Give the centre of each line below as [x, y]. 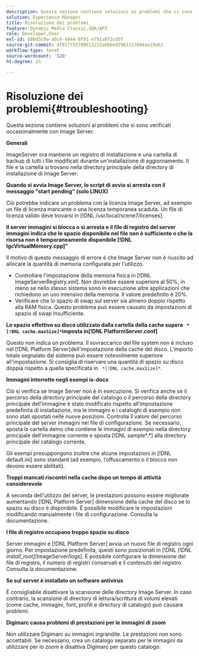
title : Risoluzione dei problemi [48, 23]
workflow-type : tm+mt [33, 51]
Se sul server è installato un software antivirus [65, 580]
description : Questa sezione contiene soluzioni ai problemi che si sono [99, 12]
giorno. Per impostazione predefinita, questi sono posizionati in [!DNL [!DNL [99, 550]
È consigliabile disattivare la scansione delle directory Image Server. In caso [99, 592]
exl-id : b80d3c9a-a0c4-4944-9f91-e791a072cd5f [65, 39]
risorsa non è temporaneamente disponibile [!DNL [69, 240]
